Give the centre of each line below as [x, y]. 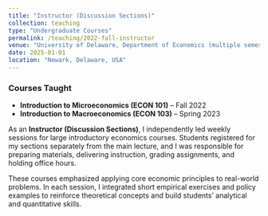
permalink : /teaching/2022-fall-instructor [82, 38]
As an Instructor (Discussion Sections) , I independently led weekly [120, 129]
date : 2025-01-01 [37, 53]
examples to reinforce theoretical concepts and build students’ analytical [128, 195]
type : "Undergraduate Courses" [60, 30]
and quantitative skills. [45, 204]
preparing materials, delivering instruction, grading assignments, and [122, 155]
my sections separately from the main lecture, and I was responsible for [126, 146]
